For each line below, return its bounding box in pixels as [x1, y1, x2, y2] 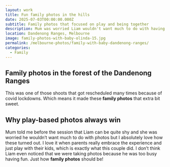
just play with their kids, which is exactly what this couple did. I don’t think [5, 145, 160, 151]
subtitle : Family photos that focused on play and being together [5, 21, 149, 27]
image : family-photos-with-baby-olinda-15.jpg [5, 36, 106, 41]
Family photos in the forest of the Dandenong [5, 69, 152, 77]
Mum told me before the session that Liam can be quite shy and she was [5, 129, 158, 135]
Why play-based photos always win [5, 115, 121, 124]
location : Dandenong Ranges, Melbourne [5, 31, 90, 36]
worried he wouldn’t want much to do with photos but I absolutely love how [5, 135, 163, 141]
